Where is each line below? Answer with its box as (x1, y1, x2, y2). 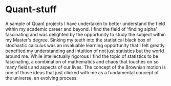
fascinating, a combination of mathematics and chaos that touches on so (5, 58, 159, 64)
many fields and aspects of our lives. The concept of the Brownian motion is (5, 64, 166, 70)
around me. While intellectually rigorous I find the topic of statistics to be (5, 53, 159, 59)
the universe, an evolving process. (5, 75, 78, 81)
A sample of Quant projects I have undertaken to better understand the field (5, 20, 165, 27)
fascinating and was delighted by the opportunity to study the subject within (5, 31, 166, 37)
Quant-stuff (5, 4, 57, 15)
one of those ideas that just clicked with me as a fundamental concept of (5, 69, 159, 75)
